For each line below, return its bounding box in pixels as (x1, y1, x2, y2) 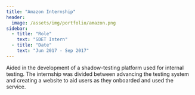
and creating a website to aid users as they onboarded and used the (6, 76, 174, 84)
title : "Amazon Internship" (6, 8, 76, 15)
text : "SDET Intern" (17, 36, 68, 42)
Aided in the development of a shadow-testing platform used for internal (6, 64, 184, 71)
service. (6, 83, 26, 90)
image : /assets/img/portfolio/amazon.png (11, 20, 116, 26)
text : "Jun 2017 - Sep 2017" (17, 48, 89, 54)
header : (6, 14, 26, 20)
